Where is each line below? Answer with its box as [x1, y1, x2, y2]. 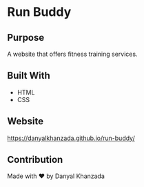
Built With [7, 70, 50, 81]
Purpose [7, 32, 45, 43]
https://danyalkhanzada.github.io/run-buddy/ [7, 134, 136, 142]
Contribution [7, 154, 63, 166]
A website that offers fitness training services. [7, 50, 138, 58]
